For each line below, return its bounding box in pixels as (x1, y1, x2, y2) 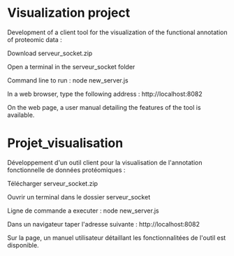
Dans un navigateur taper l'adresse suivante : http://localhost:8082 (7, 220, 200, 228)
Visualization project (7, 5, 131, 21)
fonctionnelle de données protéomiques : (7, 166, 126, 174)
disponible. (7, 241, 40, 249)
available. (7, 111, 35, 119)
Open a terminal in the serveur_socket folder (7, 62, 136, 71)
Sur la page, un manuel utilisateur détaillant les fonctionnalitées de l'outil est (7, 233, 226, 242)
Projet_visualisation (7, 135, 124, 151)
